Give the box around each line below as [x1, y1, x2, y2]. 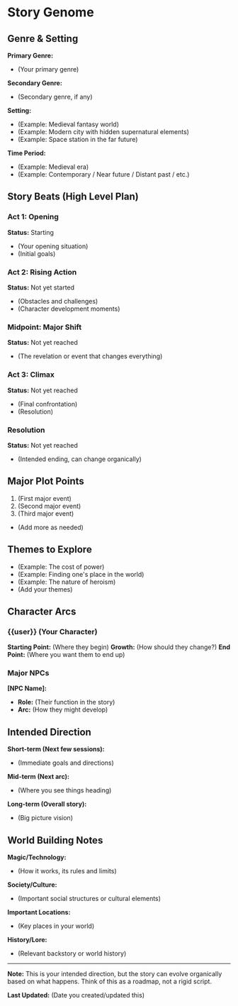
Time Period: [7, 149, 46, 157]
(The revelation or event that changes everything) [17, 352, 163, 360]
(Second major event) [17, 502, 81, 510]
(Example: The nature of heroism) [17, 577, 116, 586]
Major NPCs [7, 668, 50, 678]
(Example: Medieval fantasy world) [17, 120, 119, 128]
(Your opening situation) [17, 242, 89, 250]
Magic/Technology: [7, 853, 67, 862]
